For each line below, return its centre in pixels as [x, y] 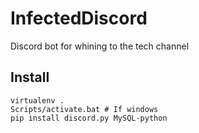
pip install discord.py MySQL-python [89, 118]
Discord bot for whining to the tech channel [100, 46]
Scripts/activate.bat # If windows [84, 109]
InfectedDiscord [79, 18]
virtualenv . [37, 100]
